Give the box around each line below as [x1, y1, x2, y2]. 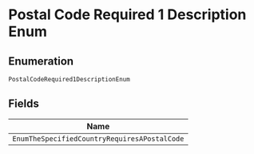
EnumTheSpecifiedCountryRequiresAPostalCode [12, 134, 185, 143]
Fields [8, 97, 40, 111]
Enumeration [8, 54, 74, 68]
